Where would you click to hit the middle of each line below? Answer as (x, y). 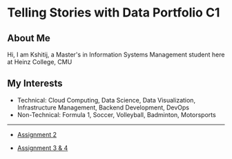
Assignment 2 (37, 134)
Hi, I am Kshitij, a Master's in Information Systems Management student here (116, 54)
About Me (29, 38)
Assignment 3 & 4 (42, 148)
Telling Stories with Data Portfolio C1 (114, 13)
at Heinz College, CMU (40, 62)
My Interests (35, 84)
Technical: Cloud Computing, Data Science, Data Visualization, (106, 100)
